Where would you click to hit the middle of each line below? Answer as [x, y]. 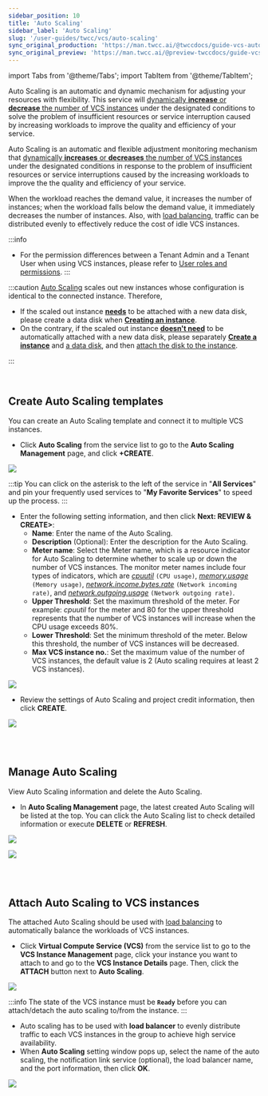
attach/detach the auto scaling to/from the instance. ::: [98, 1010]
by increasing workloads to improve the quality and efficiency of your [122, 125]
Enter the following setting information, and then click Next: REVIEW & [136, 516]
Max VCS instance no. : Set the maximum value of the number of [138, 652]
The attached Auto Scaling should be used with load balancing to [115, 922]
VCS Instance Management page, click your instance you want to [128, 955]
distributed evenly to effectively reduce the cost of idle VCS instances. [124, 224]
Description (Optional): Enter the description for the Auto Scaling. [140, 541]
